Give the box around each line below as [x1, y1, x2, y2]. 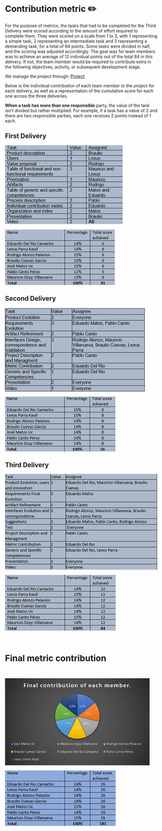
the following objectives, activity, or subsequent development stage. [5, 64, 141, 70]
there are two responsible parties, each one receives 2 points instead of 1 [5, 113, 151, 118]
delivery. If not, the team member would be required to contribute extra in [5, 59, 151, 65]
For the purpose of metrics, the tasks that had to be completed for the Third [5, 22, 156, 29]
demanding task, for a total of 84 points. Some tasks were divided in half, [5, 43, 151, 49]
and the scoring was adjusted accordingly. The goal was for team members [5, 49, 156, 54]
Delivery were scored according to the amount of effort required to [5, 28, 138, 33]
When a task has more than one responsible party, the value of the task [5, 102, 150, 108]
